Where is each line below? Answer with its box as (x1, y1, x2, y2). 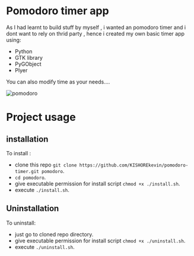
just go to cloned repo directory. (14, 231, 94, 238)
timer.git (14, 168, 40, 174)
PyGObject (14, 60, 42, 68)
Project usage (6, 111, 76, 124)
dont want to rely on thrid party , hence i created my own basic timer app (6, 30, 185, 37)
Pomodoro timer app (6, 4, 109, 18)
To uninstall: (6, 219, 36, 226)
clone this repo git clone (14, 161, 77, 168)
